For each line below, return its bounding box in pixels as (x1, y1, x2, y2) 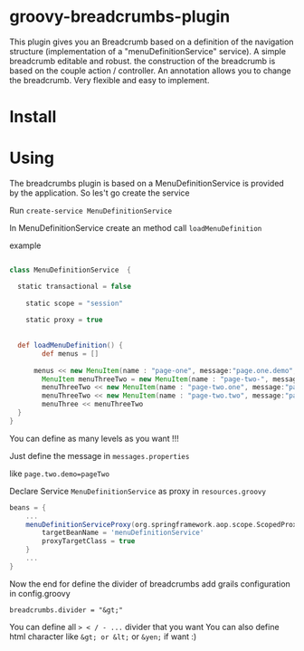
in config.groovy (9, 588, 71, 598)
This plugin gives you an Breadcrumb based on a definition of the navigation (9, 36, 294, 47)
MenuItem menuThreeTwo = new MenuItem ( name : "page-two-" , (42, 374, 270, 384)
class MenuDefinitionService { (9, 265, 131, 275)
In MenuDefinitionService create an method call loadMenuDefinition (9, 223, 262, 234)
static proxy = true (25, 315, 103, 325)
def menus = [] (42, 349, 100, 359)
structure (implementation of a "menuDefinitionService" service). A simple (9, 45, 287, 56)
